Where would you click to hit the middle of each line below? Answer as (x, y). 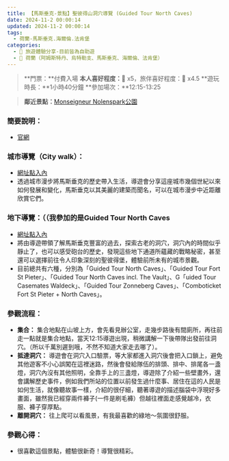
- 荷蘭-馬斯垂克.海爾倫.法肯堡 (52, 39)
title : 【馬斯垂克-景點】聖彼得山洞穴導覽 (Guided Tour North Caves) (100, 13)
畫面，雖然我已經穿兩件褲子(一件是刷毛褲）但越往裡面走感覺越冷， (111, 398)
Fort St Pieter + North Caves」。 (61, 294)
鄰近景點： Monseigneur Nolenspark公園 (81, 101)
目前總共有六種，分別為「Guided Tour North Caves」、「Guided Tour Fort (119, 269)
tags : (15, 33)
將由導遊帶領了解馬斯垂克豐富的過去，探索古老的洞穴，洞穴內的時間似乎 (119, 242)
